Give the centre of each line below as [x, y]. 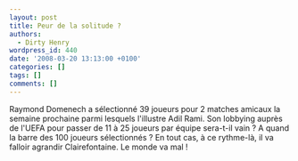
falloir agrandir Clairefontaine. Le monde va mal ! [99, 147]
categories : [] [37, 68]
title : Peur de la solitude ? [66, 26]
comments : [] [33, 84]
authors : [25, 34]
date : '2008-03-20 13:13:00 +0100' [75, 59]
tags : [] [25, 76]
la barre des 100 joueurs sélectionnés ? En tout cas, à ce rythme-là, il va [141, 137]
